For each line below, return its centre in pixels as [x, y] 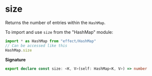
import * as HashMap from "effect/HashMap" [51, 41]
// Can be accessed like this [36, 46]
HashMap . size [19, 50]
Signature [16, 59]
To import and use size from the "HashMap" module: [59, 32]
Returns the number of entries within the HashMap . [55, 23]
